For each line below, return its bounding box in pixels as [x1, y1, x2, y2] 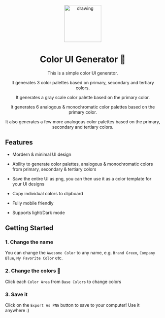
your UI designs [12, 181, 45, 187]
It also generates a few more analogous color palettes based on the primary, [5, 118, 161, 125]
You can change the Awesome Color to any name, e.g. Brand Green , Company [5, 250, 155, 256]
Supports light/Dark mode [12, 210, 65, 215]
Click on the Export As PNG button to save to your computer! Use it [5, 302, 140, 308]
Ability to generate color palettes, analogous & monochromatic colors [12, 161, 153, 167]
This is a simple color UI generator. [47, 70, 118, 76]
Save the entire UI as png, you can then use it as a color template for [12, 176, 152, 181]
